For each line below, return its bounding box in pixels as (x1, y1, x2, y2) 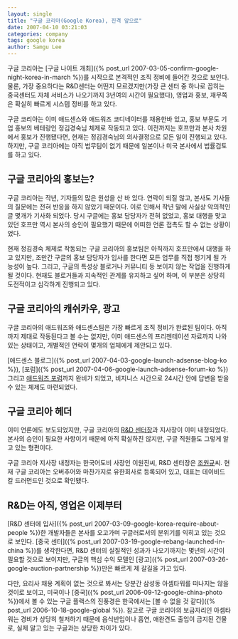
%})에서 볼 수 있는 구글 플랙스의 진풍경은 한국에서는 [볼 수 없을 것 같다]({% (7, 597, 215, 606)
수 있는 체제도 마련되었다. (7, 383, 78, 391)
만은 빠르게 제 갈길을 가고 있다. (101, 564, 187, 573)
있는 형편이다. (14, 443, 53, 452)
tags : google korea (7, 37, 65, 44)
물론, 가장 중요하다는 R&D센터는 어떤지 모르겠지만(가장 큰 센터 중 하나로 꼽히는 (7, 82, 225, 90)
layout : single (7, 10, 53, 18)
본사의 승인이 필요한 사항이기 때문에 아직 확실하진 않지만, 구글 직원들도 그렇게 (7, 435, 222, 443)
